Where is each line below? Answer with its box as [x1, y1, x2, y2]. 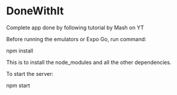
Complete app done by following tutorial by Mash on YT [6, 24, 144, 31]
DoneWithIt [6, 4, 64, 18]
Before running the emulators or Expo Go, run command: [6, 35, 147, 42]
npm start [6, 82, 31, 89]
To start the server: [6, 70, 54, 77]
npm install [6, 47, 34, 54]
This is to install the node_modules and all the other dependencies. [6, 59, 172, 66]
